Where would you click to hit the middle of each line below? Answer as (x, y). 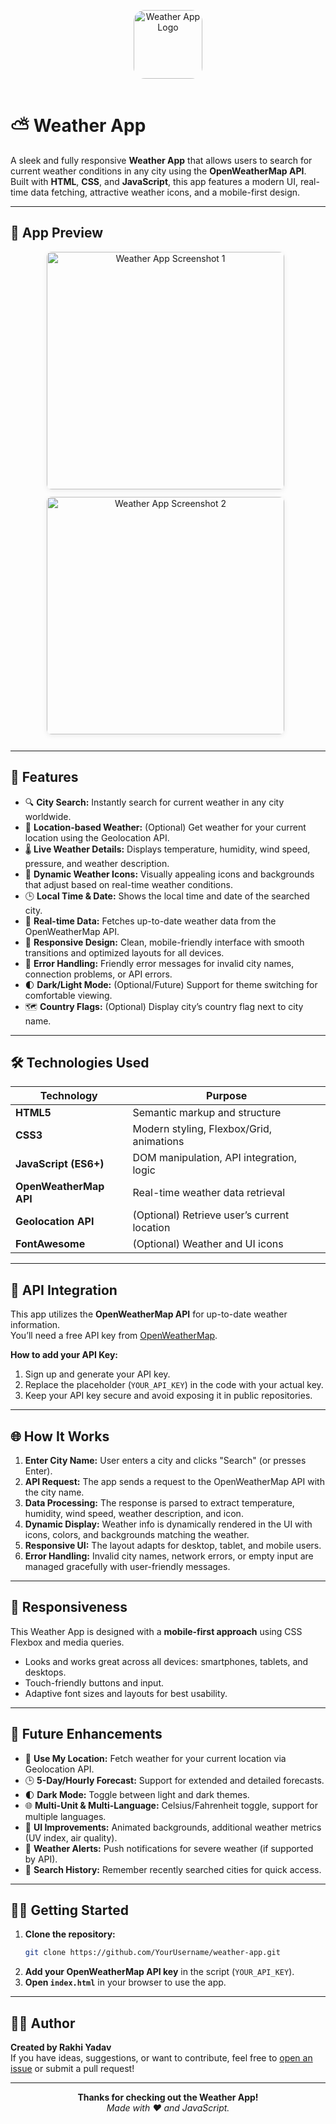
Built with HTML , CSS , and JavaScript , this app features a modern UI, (154, 181)
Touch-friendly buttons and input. (94, 1682)
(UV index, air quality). (71, 1837)
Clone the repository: (70, 1934)
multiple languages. (65, 1816)
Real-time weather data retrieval (209, 1193)
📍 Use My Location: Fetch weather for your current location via (155, 1758)
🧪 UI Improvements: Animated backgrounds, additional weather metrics (173, 1827)
